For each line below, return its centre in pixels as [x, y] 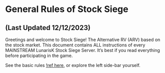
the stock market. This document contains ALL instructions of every [75, 45]
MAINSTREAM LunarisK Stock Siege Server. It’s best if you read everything [83, 50]
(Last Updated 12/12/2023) [48, 28]
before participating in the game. [39, 55]
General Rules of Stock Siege [67, 9]
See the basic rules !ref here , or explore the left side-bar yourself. [73, 65]
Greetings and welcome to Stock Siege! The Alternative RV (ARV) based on [83, 39]
